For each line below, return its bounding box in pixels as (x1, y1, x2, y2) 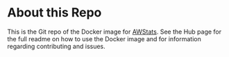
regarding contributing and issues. (7, 42, 105, 50)
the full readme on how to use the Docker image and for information (7, 34, 201, 43)
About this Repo (7, 5, 102, 21)
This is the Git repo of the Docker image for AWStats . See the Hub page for (7, 27, 222, 36)
